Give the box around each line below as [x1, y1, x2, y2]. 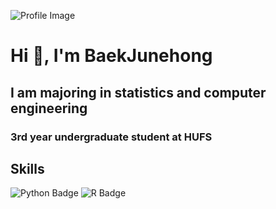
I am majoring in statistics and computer [10, 84, 267, 101]
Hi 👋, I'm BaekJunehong [10, 45, 213, 67]
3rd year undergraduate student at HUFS [10, 130, 213, 144]
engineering [10, 100, 88, 117]
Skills [10, 160, 45, 177]
